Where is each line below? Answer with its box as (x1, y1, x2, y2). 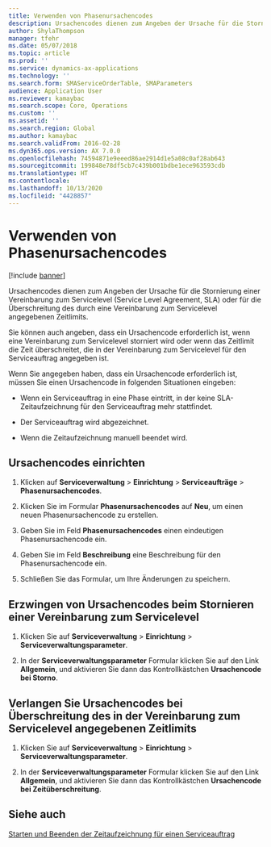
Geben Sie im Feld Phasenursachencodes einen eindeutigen (19, 526, 224, 536)
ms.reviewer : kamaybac (8, 94, 85, 102)
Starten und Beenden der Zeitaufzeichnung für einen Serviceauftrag (8, 828, 236, 839)
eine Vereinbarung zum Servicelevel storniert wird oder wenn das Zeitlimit (8, 336, 255, 345)
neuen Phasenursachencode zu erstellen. (19, 510, 159, 520)
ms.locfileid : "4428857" (8, 191, 92, 200)
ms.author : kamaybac (8, 131, 78, 140)
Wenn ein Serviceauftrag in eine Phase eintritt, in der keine (19, 393, 215, 403)
